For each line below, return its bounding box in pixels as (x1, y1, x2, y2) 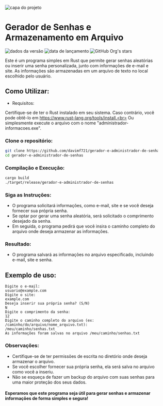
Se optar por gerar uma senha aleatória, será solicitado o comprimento (12, 213, 154, 219)
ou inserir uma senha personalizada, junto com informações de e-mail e (5, 62, 149, 68)
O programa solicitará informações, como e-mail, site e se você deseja (12, 203, 154, 209)
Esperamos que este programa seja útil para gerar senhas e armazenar (5, 390, 151, 396)
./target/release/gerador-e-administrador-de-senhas (5, 180, 114, 185)
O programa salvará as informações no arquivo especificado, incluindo (12, 251, 154, 258)
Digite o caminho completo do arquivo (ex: (5, 318, 95, 323)
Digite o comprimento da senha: (5, 309, 70, 314)
